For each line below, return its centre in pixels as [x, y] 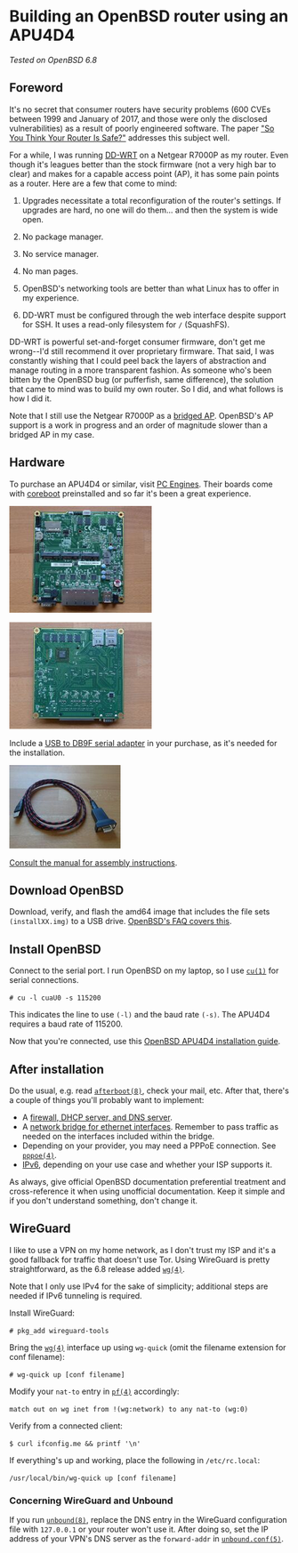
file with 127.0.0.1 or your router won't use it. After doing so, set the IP [139, 1529]
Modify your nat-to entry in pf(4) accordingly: [94, 1391]
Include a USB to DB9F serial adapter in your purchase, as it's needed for [143, 743]
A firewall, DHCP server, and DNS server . [97, 1117]
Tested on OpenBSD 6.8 [53, 60]
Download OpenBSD [67, 890]
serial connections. [44, 980]
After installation [56, 1069]
